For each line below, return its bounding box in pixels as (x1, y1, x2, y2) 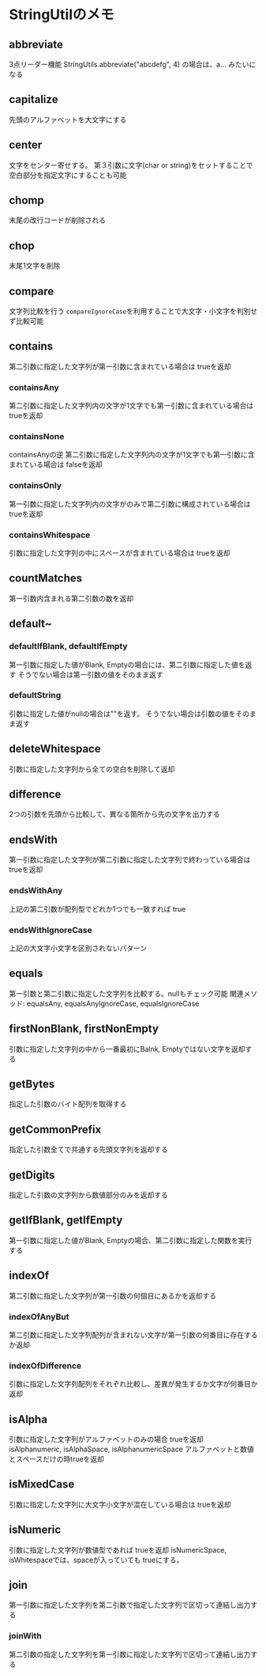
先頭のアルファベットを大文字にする (9, 115, 127, 124)
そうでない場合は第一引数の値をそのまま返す (17, 669, 163, 679)
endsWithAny (9, 885, 63, 897)
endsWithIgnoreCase (9, 924, 93, 935)
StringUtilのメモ (9, 6, 114, 24)
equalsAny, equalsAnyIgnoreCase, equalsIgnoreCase (26, 999, 200, 1008)
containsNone (9, 431, 65, 442)
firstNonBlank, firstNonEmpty (9, 1022, 159, 1036)
